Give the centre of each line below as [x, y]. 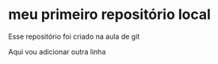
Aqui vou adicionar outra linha [57, 51]
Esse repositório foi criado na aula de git [74, 36]
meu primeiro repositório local [110, 15]
